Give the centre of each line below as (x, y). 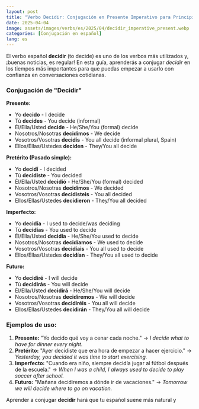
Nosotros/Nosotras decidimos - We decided (69, 188)
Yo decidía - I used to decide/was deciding (67, 223)
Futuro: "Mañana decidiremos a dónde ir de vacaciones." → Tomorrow (101, 382)
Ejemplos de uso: (31, 325)
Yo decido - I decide (40, 115)
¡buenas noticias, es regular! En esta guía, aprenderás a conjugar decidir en (98, 62)
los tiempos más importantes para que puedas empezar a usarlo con (90, 68)
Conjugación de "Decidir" (44, 90)
